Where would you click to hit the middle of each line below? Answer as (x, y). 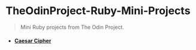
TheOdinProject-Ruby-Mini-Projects (98, 11)
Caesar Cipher (33, 41)
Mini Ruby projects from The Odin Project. (72, 27)
